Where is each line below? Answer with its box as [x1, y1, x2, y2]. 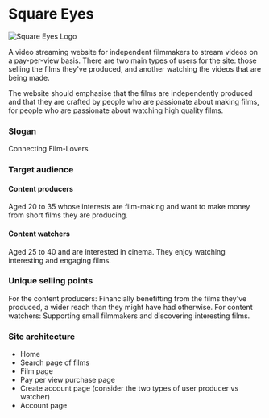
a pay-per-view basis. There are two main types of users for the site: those [8, 56, 257, 65]
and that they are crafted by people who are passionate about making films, [8, 97, 259, 106]
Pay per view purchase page [19, 375, 115, 385]
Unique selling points [8, 275, 93, 287]
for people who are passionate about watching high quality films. [8, 106, 224, 115]
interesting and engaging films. [8, 255, 111, 265]
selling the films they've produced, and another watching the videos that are [8, 64, 262, 73]
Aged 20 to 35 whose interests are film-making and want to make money [8, 202, 250, 212]
